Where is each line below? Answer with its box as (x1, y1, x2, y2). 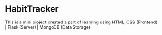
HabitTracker (5, 3, 59, 14)
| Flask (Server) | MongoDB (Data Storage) (5, 24, 90, 30)
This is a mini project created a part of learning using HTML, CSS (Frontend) (5, 19, 158, 25)
